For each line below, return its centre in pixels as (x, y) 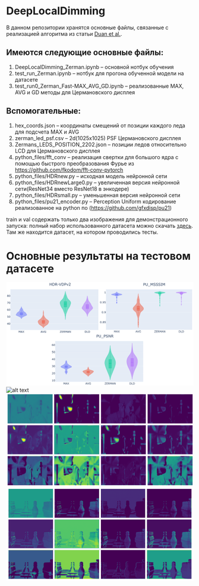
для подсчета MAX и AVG (47, 132)
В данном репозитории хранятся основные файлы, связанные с (87, 27)
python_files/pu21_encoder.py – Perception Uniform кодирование (95, 201)
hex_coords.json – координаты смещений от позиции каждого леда (100, 125)
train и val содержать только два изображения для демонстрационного (97, 219)
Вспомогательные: (44, 111)
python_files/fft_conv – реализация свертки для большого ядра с (97, 157)
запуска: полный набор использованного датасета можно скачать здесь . (99, 225)
